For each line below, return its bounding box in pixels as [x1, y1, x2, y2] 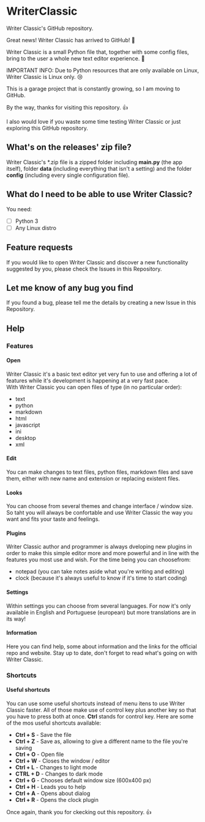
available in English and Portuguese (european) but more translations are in [6, 608, 196, 616]
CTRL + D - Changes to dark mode [15, 770, 103, 777]
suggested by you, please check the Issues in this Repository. [6, 265, 162, 272]
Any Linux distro [15, 224, 57, 231]
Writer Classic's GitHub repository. [6, 24, 94, 32]
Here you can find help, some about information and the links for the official [6, 643, 197, 650]
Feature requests [6, 242, 73, 253]
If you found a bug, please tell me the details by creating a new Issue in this [6, 299, 196, 307]
